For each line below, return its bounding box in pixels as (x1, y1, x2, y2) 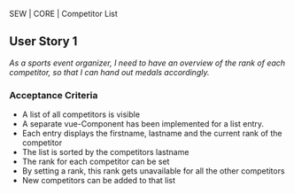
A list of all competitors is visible (21, 109, 140, 120)
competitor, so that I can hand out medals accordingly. (9, 66, 210, 77)
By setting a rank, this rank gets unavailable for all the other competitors (21, 166, 285, 176)
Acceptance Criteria (9, 89, 98, 101)
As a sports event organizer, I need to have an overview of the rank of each (9, 58, 286, 68)
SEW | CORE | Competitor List (9, 9, 118, 19)
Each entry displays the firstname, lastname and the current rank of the (21, 128, 282, 139)
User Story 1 (9, 34, 78, 49)
